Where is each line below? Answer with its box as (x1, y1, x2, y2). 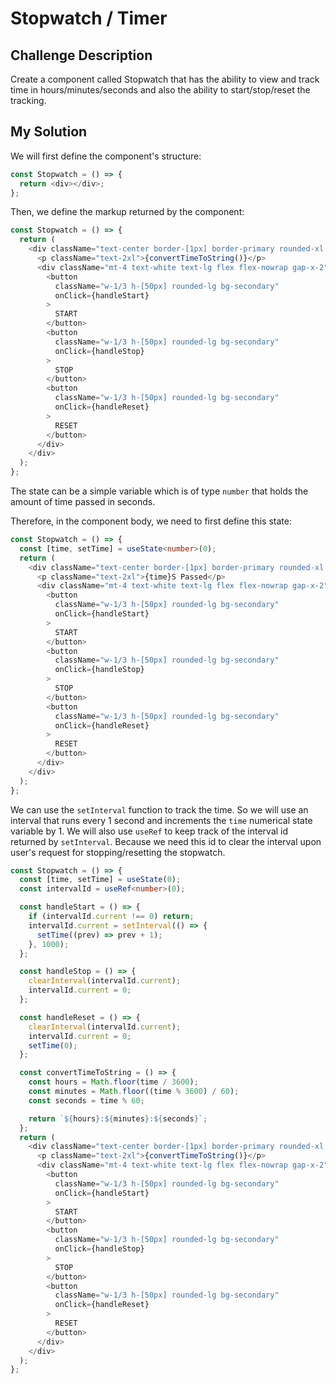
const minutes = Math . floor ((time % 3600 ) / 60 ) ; (28, 1087, 240, 1097)
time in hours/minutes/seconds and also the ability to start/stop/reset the (10, 84, 311, 96)
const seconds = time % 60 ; (28, 1095, 145, 1106)
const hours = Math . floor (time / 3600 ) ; (28, 1077, 199, 1087)
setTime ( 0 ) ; (28, 1040, 78, 1051)
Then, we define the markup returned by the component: (10, 206, 245, 218)
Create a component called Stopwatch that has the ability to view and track (10, 73, 320, 85)
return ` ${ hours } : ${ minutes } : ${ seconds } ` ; (28, 1113, 208, 1124)
